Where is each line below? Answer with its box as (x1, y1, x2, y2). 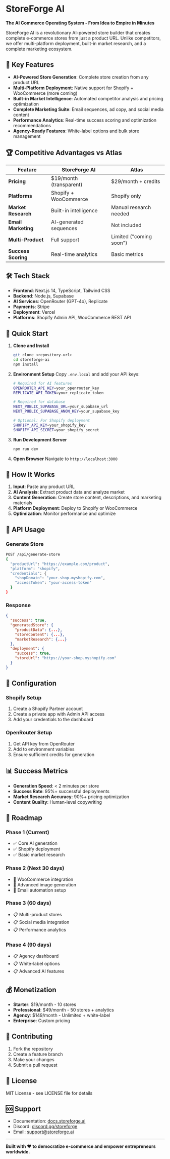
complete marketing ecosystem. (6, 46, 73, 52)
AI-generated (50, 218, 84, 226)
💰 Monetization (6, 985, 57, 994)
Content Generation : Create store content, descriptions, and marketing (13, 495, 162, 501)
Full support (50, 236, 80, 243)
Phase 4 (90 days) (6, 941, 52, 948)
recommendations (13, 122, 51, 128)
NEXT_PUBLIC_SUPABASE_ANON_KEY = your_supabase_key (13, 409, 120, 414)
